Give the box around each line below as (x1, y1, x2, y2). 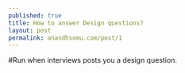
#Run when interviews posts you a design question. (8, 56, 177, 65)
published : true (8, 11, 62, 20)
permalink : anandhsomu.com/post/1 (8, 33, 123, 42)
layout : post (8, 26, 52, 34)
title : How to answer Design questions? (8, 19, 145, 27)
